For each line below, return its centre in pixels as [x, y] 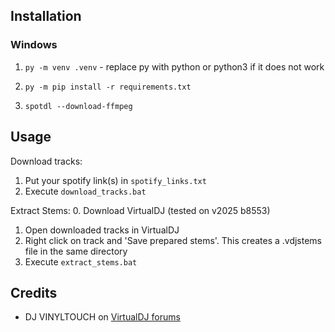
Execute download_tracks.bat [85, 191]
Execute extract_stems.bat [81, 261]
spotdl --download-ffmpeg [78, 106]
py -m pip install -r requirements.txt [108, 87]
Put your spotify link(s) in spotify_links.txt [115, 180]
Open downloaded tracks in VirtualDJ [102, 230]
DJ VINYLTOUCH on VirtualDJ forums [102, 317]
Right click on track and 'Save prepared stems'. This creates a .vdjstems [173, 240]
